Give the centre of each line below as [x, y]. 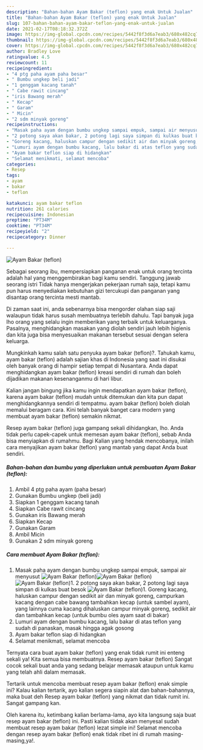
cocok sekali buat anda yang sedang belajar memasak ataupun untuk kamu [100, 665]
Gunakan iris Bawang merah [50, 515]
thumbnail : [20, 40]
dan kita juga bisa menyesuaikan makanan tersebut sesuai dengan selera [97, 335]
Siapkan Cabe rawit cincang [50, 508]
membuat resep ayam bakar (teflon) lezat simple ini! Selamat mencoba [94, 728]
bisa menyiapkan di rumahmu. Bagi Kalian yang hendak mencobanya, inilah [100, 441]
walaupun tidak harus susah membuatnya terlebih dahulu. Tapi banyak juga [100, 315]
